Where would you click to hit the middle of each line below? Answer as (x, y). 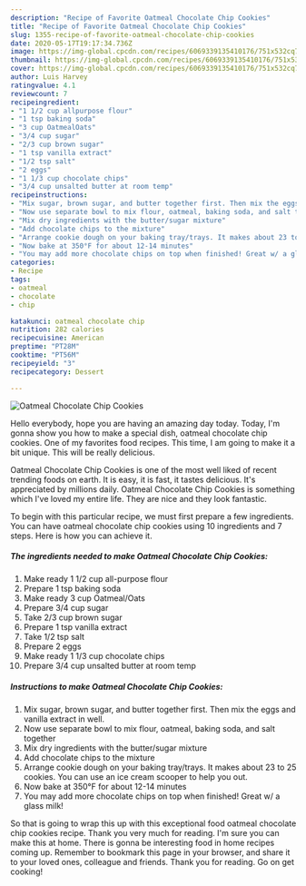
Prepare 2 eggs (52, 646)
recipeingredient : (45, 102)
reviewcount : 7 (39, 94)
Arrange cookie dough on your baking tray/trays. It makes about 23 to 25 (160, 767)
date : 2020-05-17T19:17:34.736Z (71, 43)
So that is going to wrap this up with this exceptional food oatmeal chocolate (153, 823)
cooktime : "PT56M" (45, 355)
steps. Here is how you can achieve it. (81, 536)
